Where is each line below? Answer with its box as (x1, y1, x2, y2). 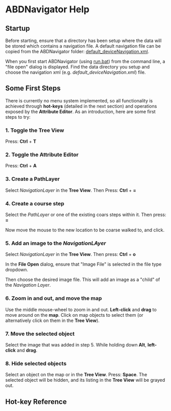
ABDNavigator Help (5, 4, 90, 15)
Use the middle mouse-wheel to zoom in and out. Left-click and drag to (5, 306, 157, 313)
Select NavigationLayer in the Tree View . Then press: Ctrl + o (5, 251, 136, 257)
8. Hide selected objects (5, 360, 67, 367)
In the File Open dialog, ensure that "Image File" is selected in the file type (5, 261, 162, 267)
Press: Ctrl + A (5, 163, 37, 169)
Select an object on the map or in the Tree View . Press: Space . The (5, 372, 148, 378)
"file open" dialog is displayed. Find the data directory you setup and (5, 64, 150, 70)
